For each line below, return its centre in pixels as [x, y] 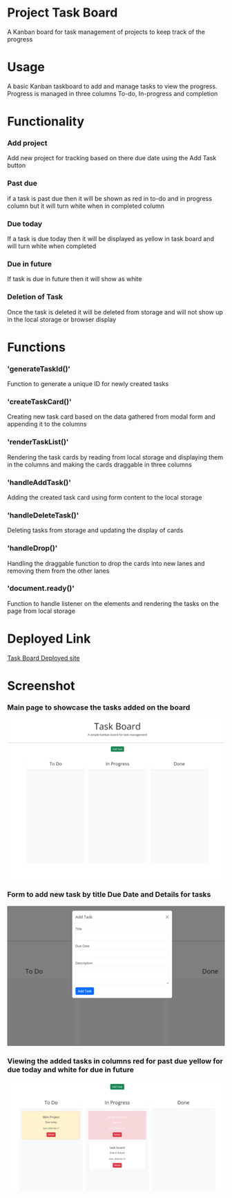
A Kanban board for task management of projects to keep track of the [106, 32]
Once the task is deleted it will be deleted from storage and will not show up [115, 312]
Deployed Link [49, 639]
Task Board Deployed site [43, 658]
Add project [27, 143]
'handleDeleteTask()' [43, 515]
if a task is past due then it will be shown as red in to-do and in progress [110, 198]
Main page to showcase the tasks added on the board [99, 707]
